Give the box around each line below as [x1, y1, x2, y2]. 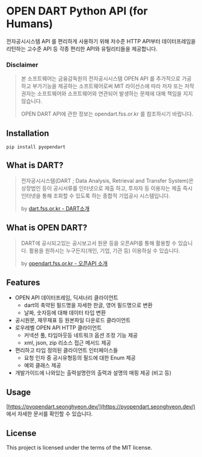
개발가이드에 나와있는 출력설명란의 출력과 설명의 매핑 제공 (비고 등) [14, 369, 172, 376]
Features [6, 278, 40, 288]
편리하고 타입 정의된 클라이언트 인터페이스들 [14, 347, 118, 354]
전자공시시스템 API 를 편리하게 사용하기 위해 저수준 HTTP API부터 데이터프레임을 [6, 37, 196, 44]
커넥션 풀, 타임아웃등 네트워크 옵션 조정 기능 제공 [23, 332, 138, 339]
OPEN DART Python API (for [6, 4, 148, 18]
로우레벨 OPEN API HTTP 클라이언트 [14, 324, 102, 331]
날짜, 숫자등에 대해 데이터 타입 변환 [23, 309, 106, 316]
